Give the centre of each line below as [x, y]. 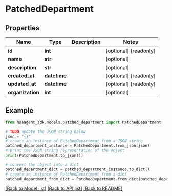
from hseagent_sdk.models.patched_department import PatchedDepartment [83, 122]
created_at [21, 76]
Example [19, 111]
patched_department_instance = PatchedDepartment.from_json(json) [78, 146]
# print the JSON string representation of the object [65, 151]
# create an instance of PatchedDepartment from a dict [66, 174]
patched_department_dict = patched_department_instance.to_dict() [78, 169]
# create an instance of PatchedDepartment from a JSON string [74, 141]
